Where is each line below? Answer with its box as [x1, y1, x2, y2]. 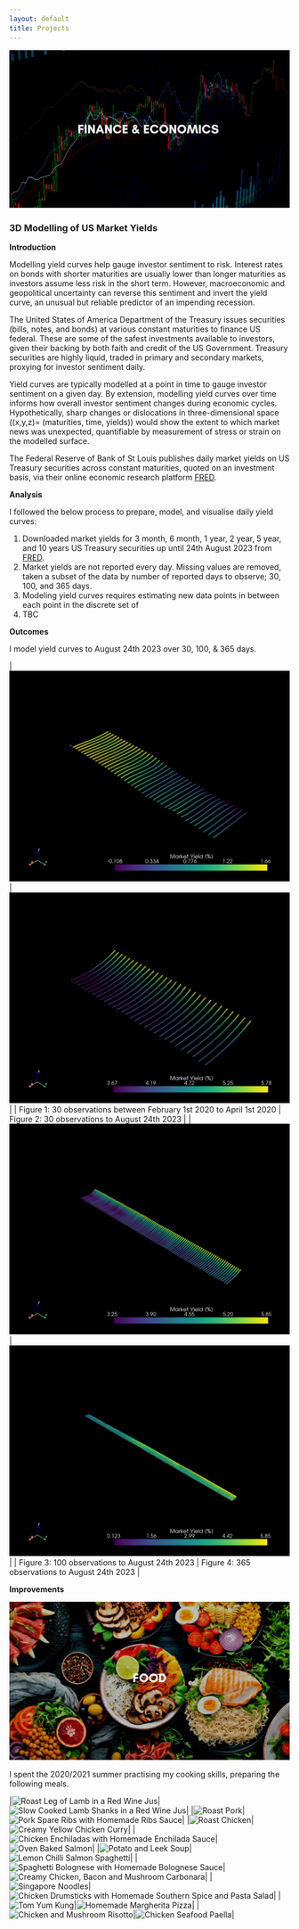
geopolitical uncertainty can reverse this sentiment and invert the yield [9, 288, 268, 299]
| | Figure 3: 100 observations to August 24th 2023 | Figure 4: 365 [9, 1557, 251, 1568]
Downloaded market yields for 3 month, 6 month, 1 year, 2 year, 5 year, [21, 533, 282, 544]
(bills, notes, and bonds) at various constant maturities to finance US [9, 324, 261, 334]
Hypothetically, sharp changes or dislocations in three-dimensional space [9, 407, 279, 418]
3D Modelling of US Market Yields [9, 221, 158, 234]
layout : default [9, 14, 69, 23]
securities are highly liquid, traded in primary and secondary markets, [9, 352, 264, 363]
